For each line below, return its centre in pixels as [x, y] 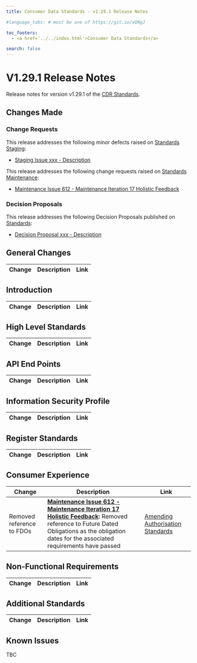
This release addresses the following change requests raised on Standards [96, 171]
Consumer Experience [48, 475]
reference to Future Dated [83, 524]
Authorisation [163, 524]
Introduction [29, 290]
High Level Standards [46, 327]
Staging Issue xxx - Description [52, 160]
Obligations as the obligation [86, 531]
